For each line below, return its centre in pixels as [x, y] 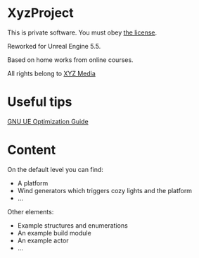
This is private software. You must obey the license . [82, 32]
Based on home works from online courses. [70, 60]
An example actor [43, 240]
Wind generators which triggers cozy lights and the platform [104, 190]
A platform [33, 183]
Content [32, 150]
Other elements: [31, 211]
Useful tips [40, 102]
